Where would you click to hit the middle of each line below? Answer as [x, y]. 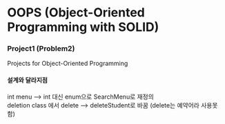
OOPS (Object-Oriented [76, 13]
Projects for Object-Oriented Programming [68, 64]
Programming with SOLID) [83, 27]
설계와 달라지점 [28, 80]
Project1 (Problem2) [41, 49]
